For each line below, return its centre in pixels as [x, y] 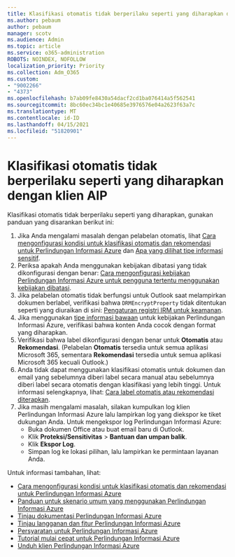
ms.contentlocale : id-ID [43, 118]
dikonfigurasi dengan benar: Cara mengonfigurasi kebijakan [104, 273]
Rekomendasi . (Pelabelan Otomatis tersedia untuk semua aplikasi [113, 348]
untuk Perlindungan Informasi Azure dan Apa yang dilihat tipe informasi [120, 251]
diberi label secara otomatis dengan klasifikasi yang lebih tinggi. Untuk [119, 385]
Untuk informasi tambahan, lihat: [54, 473]
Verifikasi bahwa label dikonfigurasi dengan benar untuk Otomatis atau [120, 340]
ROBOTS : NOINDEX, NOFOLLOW [47, 60]
